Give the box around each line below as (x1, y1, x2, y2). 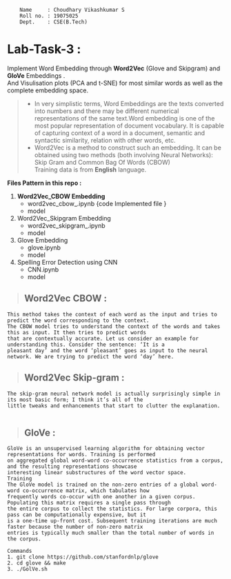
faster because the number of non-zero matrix (7, 524, 143, 531)
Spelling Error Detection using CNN (17, 258, 118, 266)
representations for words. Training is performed (7, 451, 156, 458)
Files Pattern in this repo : (7, 179, 82, 187)
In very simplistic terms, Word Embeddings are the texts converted (34, 99, 224, 108)
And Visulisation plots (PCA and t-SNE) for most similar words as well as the (7, 79, 223, 87)
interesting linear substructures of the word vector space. (7, 469, 187, 476)
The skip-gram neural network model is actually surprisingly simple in (7, 390, 221, 397)
